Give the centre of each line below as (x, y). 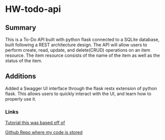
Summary (21, 28)
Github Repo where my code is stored (44, 133)
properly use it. (21, 99)
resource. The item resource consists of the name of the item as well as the (83, 55)
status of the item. (24, 61)
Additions (21, 76)
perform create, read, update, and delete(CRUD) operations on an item (78, 50)
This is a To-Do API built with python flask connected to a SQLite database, (82, 39)
